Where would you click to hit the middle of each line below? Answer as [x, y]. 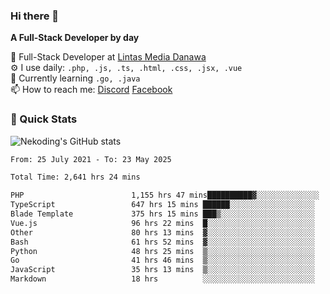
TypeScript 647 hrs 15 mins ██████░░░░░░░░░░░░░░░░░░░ [162, 205]
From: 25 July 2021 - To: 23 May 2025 [91, 159]
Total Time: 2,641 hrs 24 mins [75, 177]
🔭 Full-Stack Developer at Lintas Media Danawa [108, 57]
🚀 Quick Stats [44, 119]
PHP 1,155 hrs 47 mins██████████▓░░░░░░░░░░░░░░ [165, 195]
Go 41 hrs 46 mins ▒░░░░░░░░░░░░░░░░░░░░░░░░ [162, 260]
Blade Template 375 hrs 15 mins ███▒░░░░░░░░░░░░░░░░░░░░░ [162, 214]
